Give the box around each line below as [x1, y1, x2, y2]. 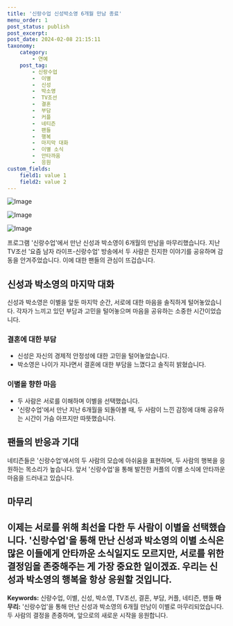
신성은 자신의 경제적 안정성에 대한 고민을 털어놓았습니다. [17, 352, 170, 360]
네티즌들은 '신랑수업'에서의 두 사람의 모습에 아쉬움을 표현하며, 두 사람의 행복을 [7, 456, 218, 465]
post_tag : [19, 62, 49, 69]
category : [19, 49, 49, 56]
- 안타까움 [32, 152, 61, 160]
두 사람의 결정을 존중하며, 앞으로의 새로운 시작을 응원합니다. [7, 611, 169, 619]
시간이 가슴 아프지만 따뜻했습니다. [24, 414, 116, 422]
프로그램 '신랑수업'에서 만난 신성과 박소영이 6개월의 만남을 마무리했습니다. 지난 [7, 239, 221, 247]
